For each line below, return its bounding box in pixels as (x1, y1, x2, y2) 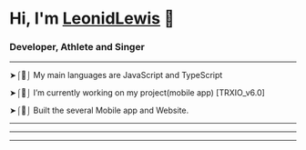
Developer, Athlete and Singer (9, 41, 146, 54)
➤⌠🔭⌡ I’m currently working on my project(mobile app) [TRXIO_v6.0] (9, 87, 266, 98)
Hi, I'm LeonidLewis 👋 (9, 8, 175, 29)
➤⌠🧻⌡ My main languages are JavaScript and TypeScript (9, 70, 223, 81)
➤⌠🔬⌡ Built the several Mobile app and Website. (9, 105, 189, 116)
